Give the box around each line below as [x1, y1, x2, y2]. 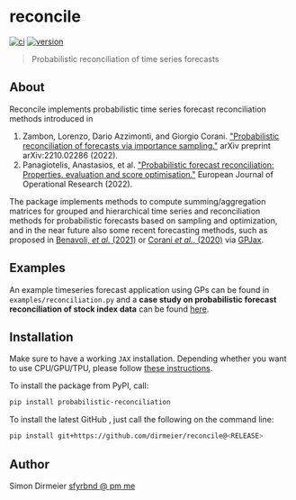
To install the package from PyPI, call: [9, 380, 149, 391]
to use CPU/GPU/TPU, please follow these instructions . [9, 363, 213, 374]
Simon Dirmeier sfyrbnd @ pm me [9, 480, 136, 491]
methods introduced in [9, 113, 94, 123]
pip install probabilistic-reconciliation [9, 398, 171, 407]
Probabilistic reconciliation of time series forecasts [31, 53, 220, 64]
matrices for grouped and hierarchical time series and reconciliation [9, 205, 261, 216]
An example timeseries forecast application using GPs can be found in [9, 284, 270, 295]
